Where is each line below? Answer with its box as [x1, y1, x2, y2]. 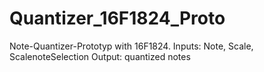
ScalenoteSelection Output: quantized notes [9, 50, 191, 62]
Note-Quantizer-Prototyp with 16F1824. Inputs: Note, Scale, [9, 40, 254, 52]
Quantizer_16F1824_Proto [9, 7, 226, 30]
